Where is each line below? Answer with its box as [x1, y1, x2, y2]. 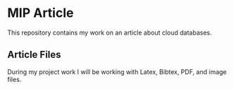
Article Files [7, 49, 61, 61]
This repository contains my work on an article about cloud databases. [7, 28, 213, 37]
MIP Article [7, 5, 74, 21]
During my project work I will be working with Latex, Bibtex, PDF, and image [7, 67, 227, 76]
